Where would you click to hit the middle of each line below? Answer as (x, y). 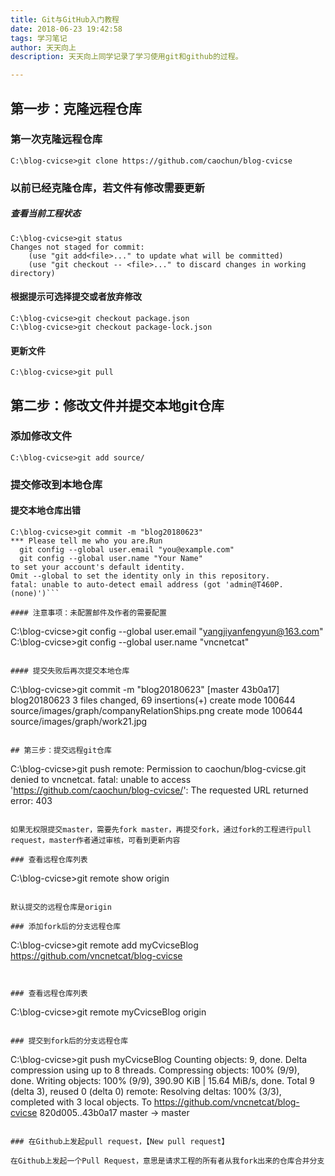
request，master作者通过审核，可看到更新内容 (95, 840)
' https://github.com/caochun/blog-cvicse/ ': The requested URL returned (159, 790)
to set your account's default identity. (98, 567)
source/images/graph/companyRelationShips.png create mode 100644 (156, 710)
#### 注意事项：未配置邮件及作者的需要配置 (88, 612)
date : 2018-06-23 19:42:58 (66, 29)
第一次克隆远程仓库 (56, 139)
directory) (33, 273)
